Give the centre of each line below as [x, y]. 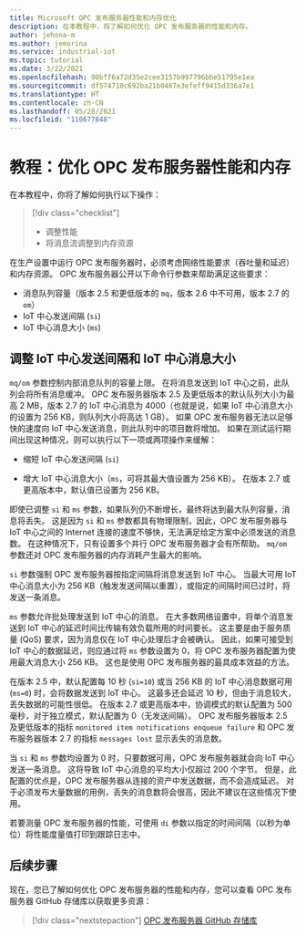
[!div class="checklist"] [76, 213]
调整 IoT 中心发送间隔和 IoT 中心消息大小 [123, 359]
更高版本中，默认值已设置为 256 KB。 [93, 490]
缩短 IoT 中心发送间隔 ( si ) [71, 459]
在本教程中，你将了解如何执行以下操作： [85, 195]
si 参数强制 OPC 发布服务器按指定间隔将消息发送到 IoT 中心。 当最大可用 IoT [153, 574]
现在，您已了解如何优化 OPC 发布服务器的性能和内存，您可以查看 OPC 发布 [151, 889]
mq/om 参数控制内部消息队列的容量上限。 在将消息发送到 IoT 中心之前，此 [146, 382]
